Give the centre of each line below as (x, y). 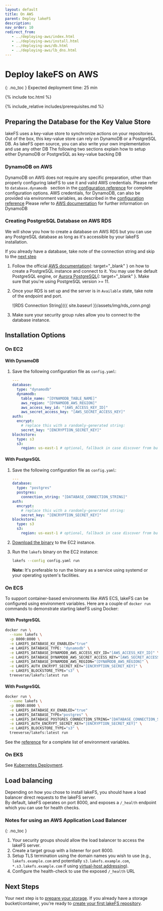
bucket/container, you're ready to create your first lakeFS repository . (73, 903)
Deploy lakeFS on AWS (52, 74)
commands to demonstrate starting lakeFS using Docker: (62, 609)
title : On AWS (19, 14)
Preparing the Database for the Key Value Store (78, 122)
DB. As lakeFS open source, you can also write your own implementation (78, 144)
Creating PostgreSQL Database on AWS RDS (58, 221)
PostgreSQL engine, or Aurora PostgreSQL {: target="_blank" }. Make (81, 276)
